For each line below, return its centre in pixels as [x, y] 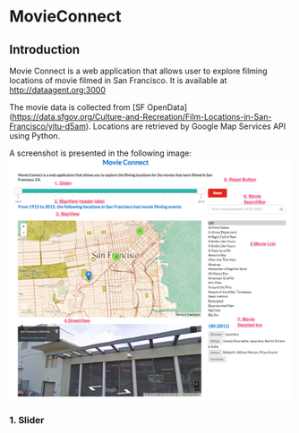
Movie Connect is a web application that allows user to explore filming [138, 71]
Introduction [45, 50]
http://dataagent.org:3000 [57, 90]
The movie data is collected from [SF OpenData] [98, 107]
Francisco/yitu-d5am [48, 126]
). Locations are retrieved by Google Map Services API [186, 126]
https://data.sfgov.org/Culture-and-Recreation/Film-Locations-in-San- [142, 117]
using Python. [35, 136]
